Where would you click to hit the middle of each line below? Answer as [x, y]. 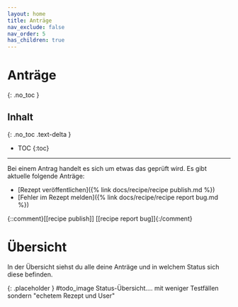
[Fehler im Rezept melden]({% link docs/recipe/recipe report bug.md [118, 197]
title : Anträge [30, 21]
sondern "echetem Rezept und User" [61, 296]
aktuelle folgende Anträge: [46, 176]
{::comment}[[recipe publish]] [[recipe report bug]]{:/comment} [100, 218]
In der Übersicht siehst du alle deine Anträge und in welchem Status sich [113, 267]
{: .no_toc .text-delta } [39, 134]
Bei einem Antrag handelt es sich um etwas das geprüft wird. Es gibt [107, 168]
